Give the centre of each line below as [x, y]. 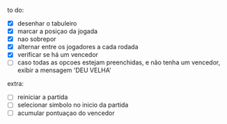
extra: [16, 84]
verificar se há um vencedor [58, 55]
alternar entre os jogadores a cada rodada [78, 47]
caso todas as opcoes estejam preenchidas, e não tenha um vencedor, [119, 62]
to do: [16, 10]
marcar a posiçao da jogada [57, 31]
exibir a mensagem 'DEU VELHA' [64, 70]
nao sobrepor [37, 39]
